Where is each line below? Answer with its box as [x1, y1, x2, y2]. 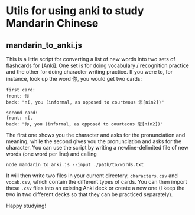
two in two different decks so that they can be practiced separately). [6, 191, 173, 198]
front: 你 [6, 93, 30, 99]
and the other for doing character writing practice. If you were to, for [6, 68, 173, 75]
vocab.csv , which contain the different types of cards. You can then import [6, 178, 187, 185]
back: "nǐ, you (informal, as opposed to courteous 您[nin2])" [6, 100, 164, 105]
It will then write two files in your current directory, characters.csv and [6, 172, 178, 179]
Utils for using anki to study [6, 4, 144, 18]
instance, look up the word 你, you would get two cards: [6, 75, 142, 82]
